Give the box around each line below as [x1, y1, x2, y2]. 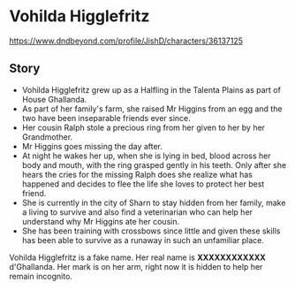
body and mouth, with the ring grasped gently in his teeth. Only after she [21, 159, 287, 170]
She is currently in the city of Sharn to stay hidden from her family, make [21, 197, 286, 208]
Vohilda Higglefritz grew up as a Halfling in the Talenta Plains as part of [21, 84, 281, 95]
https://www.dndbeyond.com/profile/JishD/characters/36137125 [9, 35, 243, 46]
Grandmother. [21, 131, 73, 142]
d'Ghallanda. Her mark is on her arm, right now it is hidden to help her [9, 261, 263, 271]
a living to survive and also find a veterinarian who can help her [21, 206, 253, 217]
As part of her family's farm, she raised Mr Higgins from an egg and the [21, 103, 283, 114]
